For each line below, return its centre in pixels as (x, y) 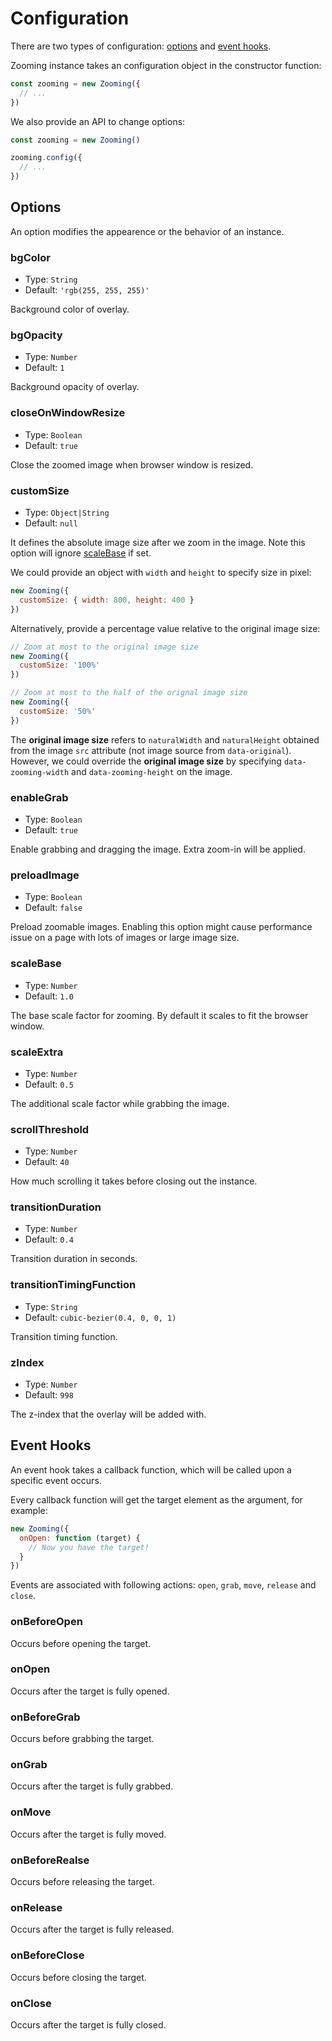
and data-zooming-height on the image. (152, 771)
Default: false (53, 908)
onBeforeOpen (46, 1622)
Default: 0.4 (49, 1239)
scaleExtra (37, 1052)
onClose (31, 2003)
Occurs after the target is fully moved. (88, 1834)
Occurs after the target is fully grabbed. (92, 1786)
